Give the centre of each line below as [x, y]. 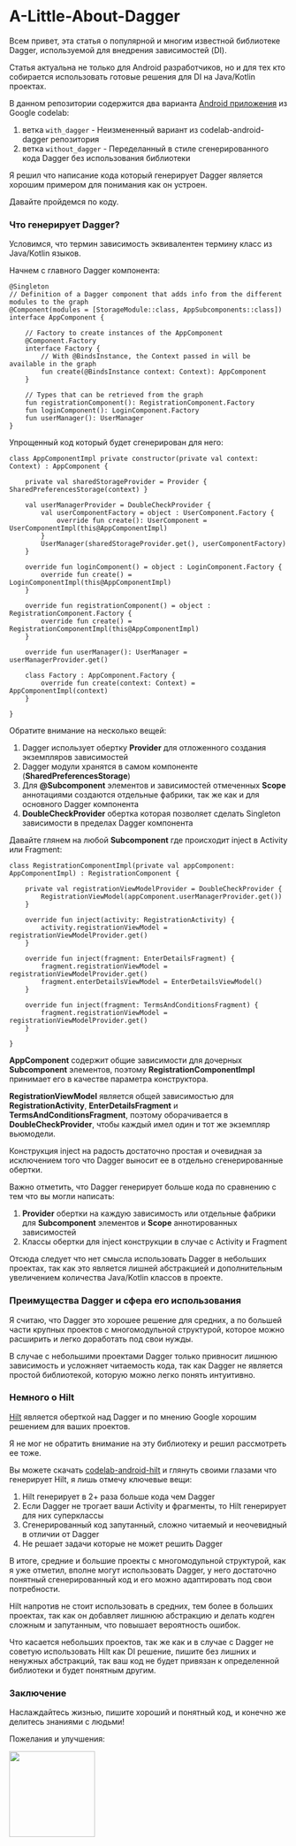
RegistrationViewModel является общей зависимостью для [121, 1096]
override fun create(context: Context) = [118, 683]
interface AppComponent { [57, 318]
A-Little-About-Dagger [95, 16]
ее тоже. [25, 1452]
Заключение [38, 1693]
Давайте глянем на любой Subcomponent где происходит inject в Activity [148, 840]
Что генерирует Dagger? [65, 225]
